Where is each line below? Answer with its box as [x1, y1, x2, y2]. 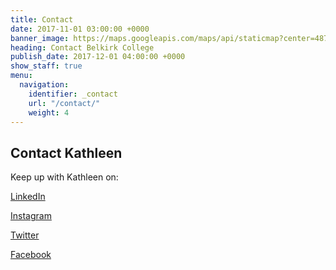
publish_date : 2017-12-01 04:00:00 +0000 [10, 52, 186, 62]
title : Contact [10, 14, 74, 25]
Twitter [10, 229, 40, 241]
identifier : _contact [28, 89, 118, 99]
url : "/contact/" [28, 98, 101, 108]
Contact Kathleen [10, 144, 123, 161]
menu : [10, 71, 33, 81]
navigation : [19, 80, 70, 90]
